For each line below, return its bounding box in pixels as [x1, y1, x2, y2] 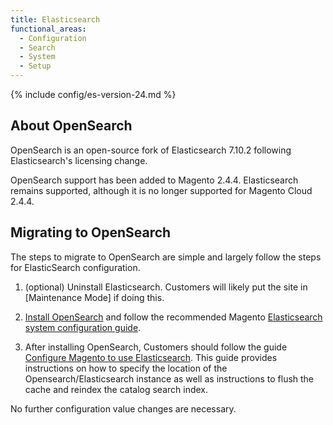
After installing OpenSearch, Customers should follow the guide [24, 341, 288, 353]
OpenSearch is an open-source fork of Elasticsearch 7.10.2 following [10, 144, 292, 156]
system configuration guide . [24, 321, 142, 333]
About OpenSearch [10, 117, 133, 135]
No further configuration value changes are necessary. [10, 402, 237, 415]
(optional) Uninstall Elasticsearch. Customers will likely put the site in [24, 281, 308, 293]
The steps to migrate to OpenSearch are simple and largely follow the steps [10, 251, 322, 263]
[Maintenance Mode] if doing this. [24, 291, 165, 303]
